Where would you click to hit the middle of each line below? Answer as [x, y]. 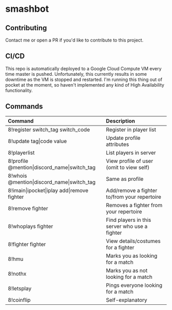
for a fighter [120, 247]
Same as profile [125, 179]
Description [121, 121]
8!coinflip [19, 300]
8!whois [17, 176]
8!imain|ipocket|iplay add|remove [48, 190]
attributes [117, 144]
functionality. [19, 90]
